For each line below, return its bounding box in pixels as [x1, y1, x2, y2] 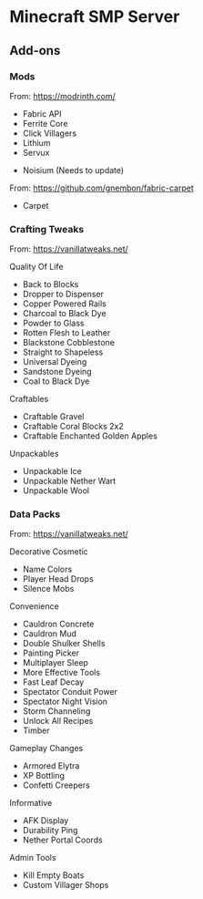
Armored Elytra [22, 760, 80, 771]
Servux [22, 147, 50, 158]
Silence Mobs [22, 584, 75, 594]
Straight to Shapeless [22, 346, 104, 357]
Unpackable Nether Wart [22, 476, 117, 487]
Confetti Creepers [22, 780, 91, 790]
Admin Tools [9, 852, 56, 863]
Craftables [9, 394, 49, 405]
